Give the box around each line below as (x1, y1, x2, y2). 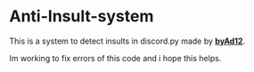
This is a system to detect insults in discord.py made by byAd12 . (9, 36, 246, 46)
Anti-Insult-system (9, 6, 154, 27)
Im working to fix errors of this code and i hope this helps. (9, 52, 222, 63)
